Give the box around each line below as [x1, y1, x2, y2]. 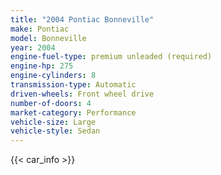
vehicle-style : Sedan [10, 126, 101, 136]
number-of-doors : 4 [10, 98, 92, 108]
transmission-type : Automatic [10, 80, 137, 90]
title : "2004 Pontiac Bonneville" [10, 14, 155, 25]
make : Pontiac [10, 24, 70, 34]
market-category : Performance [10, 107, 137, 118]
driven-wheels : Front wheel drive [10, 89, 155, 99]
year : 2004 [10, 42, 56, 53]
